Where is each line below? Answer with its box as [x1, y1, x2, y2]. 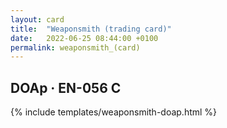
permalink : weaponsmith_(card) [10, 42, 141, 53]
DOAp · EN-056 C [10, 79, 122, 96]
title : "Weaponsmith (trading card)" [10, 24, 172, 34]
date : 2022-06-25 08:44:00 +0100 [10, 33, 159, 43]
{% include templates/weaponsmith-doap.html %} [10, 106, 218, 118]
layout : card [10, 14, 65, 25]
